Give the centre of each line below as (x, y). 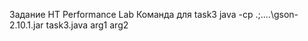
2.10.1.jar (26, 25)
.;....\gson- (277, 14)
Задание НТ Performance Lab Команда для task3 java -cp (131, 14)
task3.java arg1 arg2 (87, 25)
